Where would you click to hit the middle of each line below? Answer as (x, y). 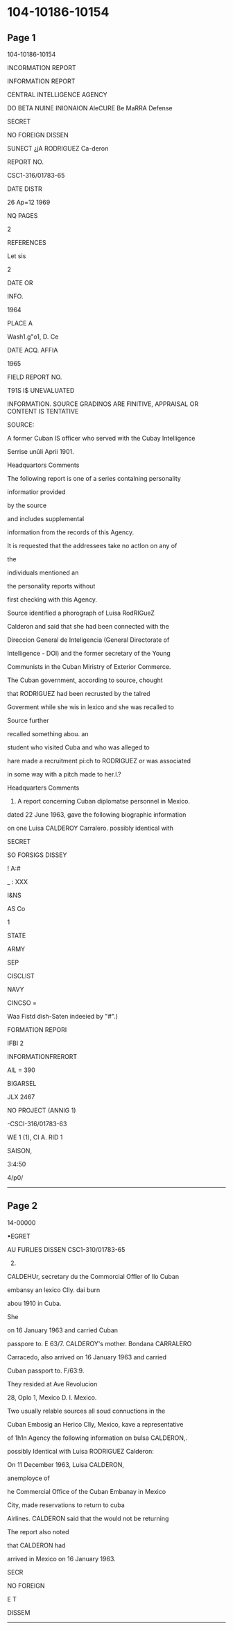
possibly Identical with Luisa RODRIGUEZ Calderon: (81, 1451)
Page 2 (23, 1206)
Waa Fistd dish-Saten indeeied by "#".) (63, 1016)
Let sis (17, 256)
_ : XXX (17, 882)
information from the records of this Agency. (71, 532)
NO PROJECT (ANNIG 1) (42, 1110)
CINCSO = (22, 1003)
